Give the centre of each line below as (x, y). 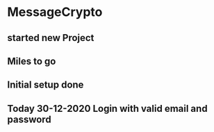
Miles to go (32, 61)
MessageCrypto (55, 12)
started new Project (51, 38)
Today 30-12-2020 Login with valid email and (107, 108)
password (29, 119)
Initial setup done (46, 85)
